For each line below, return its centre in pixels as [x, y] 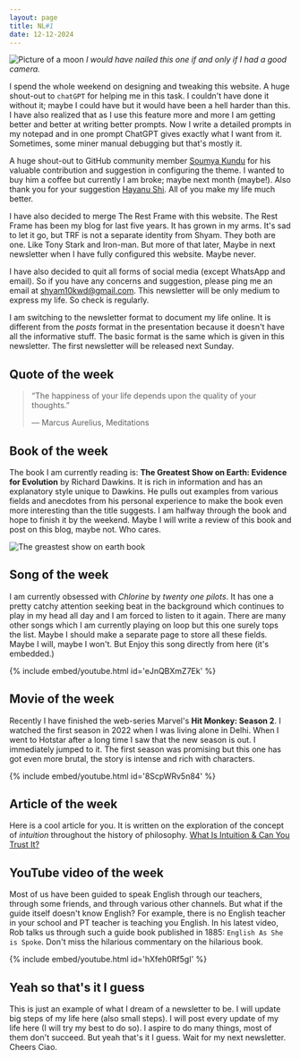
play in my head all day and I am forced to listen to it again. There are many [148, 615]
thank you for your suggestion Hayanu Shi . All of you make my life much [142, 190]
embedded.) [32, 653]
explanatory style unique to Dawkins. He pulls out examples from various [144, 491]
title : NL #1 [31, 26]
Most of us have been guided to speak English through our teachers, [136, 894]
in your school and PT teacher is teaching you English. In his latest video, [144, 923]
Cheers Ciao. [34, 1047]
